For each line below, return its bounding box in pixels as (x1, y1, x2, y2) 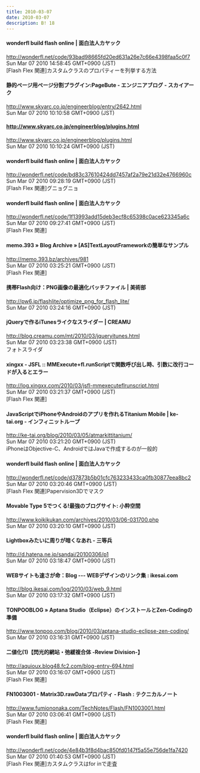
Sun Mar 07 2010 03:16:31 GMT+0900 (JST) (6, 634, 115, 641)
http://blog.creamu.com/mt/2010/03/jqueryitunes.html (6, 332, 140, 339)
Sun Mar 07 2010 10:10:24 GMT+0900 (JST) (6, 143, 115, 150)
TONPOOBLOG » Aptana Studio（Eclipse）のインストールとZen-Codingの (6, 606, 193, 614)
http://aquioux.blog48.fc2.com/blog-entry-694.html (6, 662, 134, 670)
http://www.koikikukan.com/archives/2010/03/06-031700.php (6, 516, 159, 523)
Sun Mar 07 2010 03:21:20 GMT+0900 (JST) (6, 438, 116, 445)
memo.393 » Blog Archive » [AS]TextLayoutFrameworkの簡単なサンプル (6, 241, 189, 248)
